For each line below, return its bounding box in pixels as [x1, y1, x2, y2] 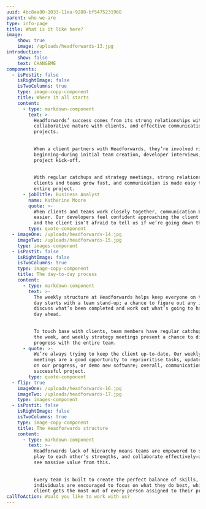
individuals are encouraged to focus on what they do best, [33, 482, 191, 488]
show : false [17, 55, 48, 61]
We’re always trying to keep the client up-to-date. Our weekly [33, 351, 202, 358]
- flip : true [12, 380, 45, 386]
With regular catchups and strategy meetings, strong [33, 174, 174, 181]
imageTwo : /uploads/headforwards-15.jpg [17, 237, 122, 243]
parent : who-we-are [6, 15, 56, 21]
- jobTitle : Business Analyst [22, 191, 100, 197]
